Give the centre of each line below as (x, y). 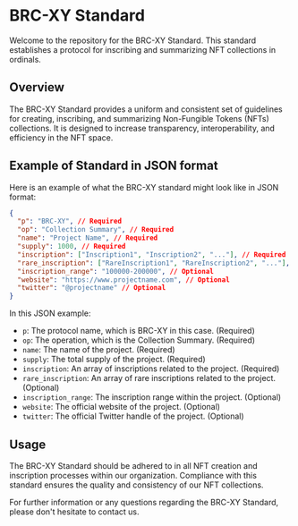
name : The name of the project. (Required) (99, 350)
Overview (37, 87)
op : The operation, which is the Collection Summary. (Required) (139, 340)
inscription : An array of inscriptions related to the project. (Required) (151, 369)
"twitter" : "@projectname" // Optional (92, 288)
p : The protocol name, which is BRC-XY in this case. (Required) (138, 331)
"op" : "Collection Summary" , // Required (96, 230)
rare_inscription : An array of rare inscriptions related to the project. (149, 378)
